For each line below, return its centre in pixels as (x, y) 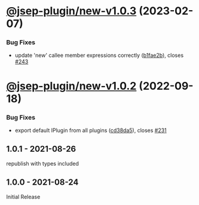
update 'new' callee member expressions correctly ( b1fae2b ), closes (99, 56)
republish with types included (43, 163)
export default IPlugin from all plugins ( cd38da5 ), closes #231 (91, 130)
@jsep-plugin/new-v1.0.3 (71, 11)
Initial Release (23, 197)
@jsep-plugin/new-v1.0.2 (71, 86)
